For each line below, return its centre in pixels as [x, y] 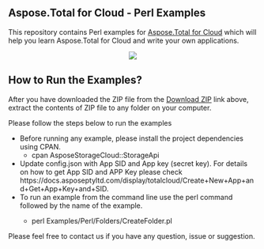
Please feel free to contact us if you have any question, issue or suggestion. [132, 236]
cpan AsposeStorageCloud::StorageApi [95, 155]
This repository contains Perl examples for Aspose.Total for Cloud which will [132, 32]
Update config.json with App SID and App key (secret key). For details [133, 163]
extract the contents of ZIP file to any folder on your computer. [110, 108]
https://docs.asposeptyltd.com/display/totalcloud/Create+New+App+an [137, 180]
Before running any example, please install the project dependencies [131, 138]
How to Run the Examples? [75, 80]
